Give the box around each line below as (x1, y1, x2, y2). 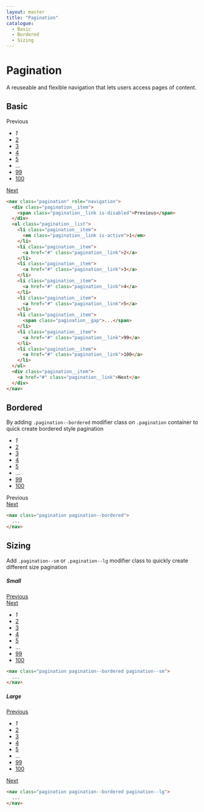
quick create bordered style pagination (6, 425, 104, 433)
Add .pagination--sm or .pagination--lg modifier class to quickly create (6, 556, 189, 564)
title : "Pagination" (6, 15, 59, 21)
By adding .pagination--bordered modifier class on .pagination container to (6, 419, 199, 426)
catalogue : (6, 20, 34, 26)
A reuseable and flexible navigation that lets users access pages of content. (6, 84, 197, 91)
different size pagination (6, 563, 68, 570)
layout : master (6, 9, 45, 15)
